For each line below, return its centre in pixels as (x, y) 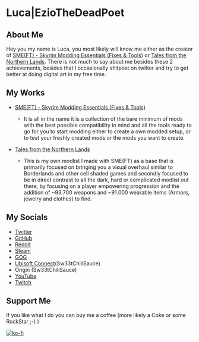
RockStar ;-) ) (23, 322)
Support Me (29, 301)
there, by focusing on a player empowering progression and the (102, 186)
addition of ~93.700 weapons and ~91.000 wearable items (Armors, (107, 192)
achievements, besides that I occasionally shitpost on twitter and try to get (97, 68)
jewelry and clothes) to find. (58, 199)
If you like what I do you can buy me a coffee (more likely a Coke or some (96, 315)
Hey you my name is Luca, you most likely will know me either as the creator (99, 49)
